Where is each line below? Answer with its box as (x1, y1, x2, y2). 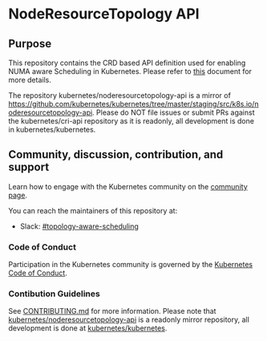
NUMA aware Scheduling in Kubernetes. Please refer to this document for (8, 67, 253, 76)
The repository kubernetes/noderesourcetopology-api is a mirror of (8, 91, 231, 100)
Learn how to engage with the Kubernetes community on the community (8, 181, 249, 191)
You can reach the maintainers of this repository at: (8, 205, 178, 215)
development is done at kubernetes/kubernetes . (8, 323, 168, 333)
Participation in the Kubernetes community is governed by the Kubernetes (8, 260, 253, 270)
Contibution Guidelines (8, 288, 100, 299)
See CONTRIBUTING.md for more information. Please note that (8, 306, 216, 316)
